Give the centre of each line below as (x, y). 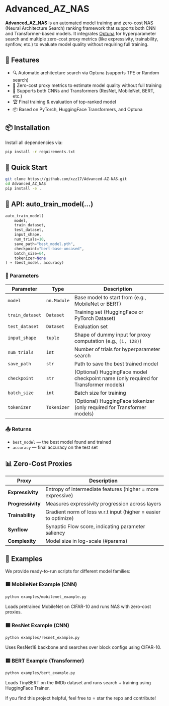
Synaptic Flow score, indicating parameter (95, 526)
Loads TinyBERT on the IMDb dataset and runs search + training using (78, 683)
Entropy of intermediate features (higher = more (102, 489)
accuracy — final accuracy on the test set (55, 447)
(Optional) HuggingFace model (111, 372)
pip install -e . (23, 189)
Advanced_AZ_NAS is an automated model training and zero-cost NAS (79, 23)
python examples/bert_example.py (40, 673)
